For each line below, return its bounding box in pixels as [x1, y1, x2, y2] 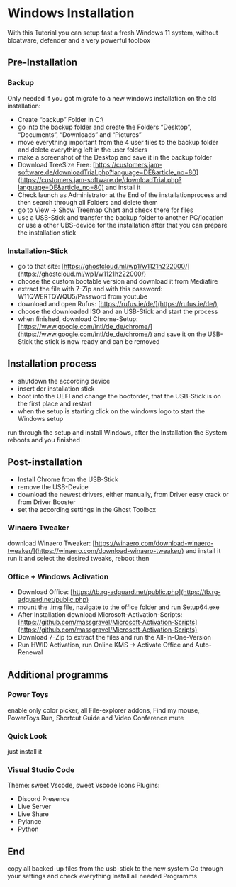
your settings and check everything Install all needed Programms [7, 872, 197, 881]
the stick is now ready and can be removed [34, 337, 160, 345]
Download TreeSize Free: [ [17, 160, 96, 169]
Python [17, 825, 39, 834]
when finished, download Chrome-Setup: [17, 314, 138, 323]
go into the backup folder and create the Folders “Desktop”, [17, 123, 192, 131]
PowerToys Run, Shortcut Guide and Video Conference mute [7, 713, 184, 722]
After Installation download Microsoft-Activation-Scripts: [17, 610, 183, 619]
